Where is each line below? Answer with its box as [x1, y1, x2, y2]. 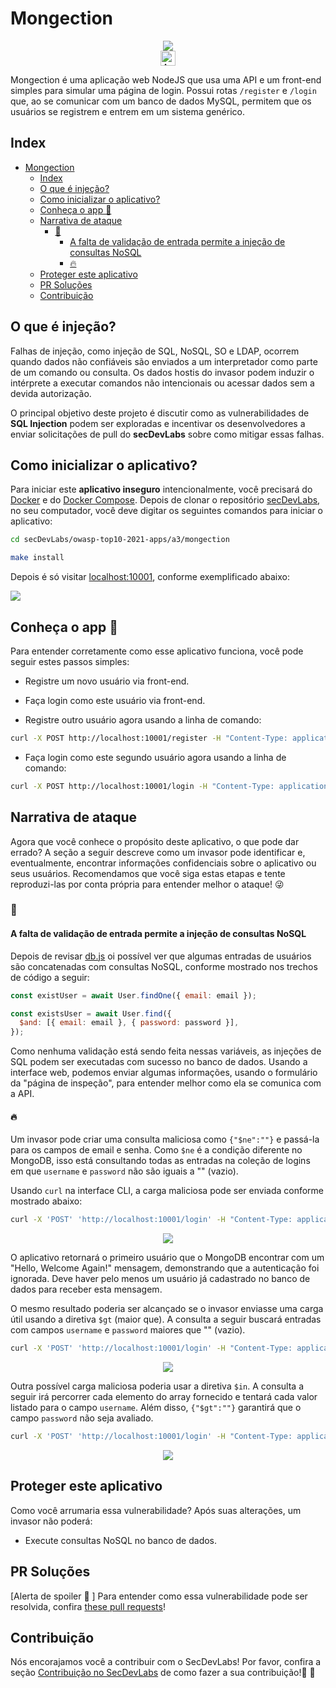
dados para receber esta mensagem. [10, 1283, 163, 1296]
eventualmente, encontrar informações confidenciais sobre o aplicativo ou [10, 857, 317, 869]
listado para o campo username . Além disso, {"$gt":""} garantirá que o [10, 1402, 302, 1414]
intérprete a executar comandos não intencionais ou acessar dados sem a [10, 377, 315, 389]
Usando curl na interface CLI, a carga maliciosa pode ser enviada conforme [10, 1185, 325, 1197]
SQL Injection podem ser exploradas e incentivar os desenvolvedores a [10, 417, 306, 429]
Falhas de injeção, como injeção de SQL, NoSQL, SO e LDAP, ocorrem [10, 345, 300, 357]
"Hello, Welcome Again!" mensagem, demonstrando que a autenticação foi [10, 1262, 320, 1274]
